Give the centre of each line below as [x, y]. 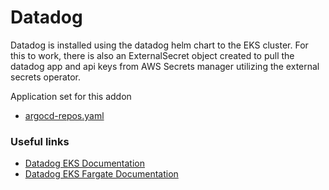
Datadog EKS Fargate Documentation [101, 174]
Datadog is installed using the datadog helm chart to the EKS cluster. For [159, 45]
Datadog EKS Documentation [84, 163]
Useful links [40, 141]
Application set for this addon [71, 96]
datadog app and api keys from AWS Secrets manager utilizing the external [165, 66]
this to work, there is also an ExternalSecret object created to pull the [152, 55]
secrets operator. [46, 77]
